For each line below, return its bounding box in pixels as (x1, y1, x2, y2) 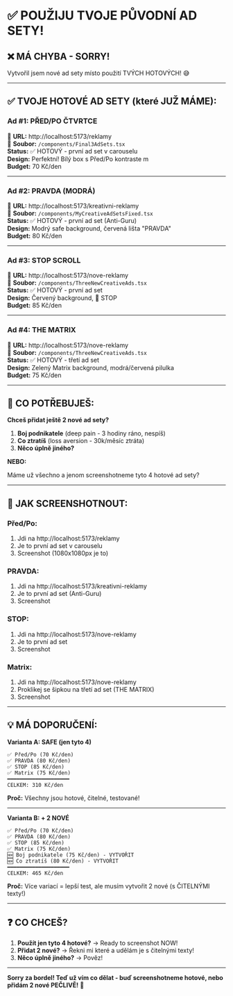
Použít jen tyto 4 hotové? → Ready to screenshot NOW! (17, 938, 178, 947)
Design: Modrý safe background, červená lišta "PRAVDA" (7, 224, 171, 233)
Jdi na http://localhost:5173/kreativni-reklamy (17, 582, 148, 590)
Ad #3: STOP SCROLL (7, 255, 81, 265)
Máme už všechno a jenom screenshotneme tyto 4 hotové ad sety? (7, 471, 200, 479)
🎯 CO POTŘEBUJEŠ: (7, 397, 95, 409)
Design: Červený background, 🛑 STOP (7, 294, 118, 302)
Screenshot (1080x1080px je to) (17, 549, 109, 558)
